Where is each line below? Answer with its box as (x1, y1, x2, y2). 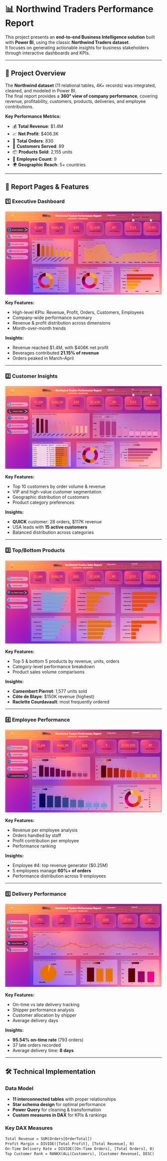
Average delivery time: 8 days (12, 1048, 74, 1054)
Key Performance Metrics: (5, 113, 61, 119)
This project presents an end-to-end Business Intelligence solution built (5, 34, 155, 40)
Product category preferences (12, 499, 75, 505)
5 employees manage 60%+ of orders (12, 867, 91, 873)
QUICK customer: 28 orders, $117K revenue (12, 519, 102, 525)
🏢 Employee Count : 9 (12, 156, 57, 162)
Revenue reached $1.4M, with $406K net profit (12, 345, 109, 351)
